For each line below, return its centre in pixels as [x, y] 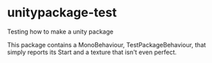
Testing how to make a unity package [60, 32]
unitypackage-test [62, 13]
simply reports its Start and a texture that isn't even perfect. [92, 52]
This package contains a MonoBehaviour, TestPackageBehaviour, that [107, 45]
